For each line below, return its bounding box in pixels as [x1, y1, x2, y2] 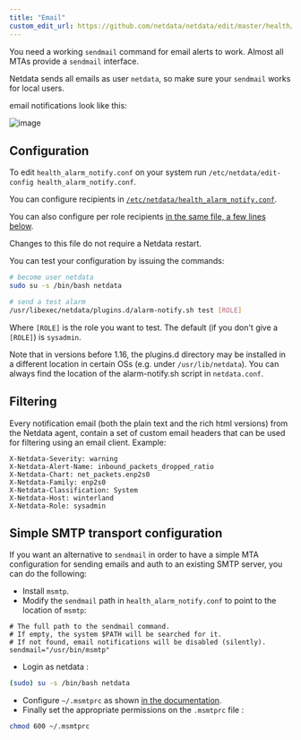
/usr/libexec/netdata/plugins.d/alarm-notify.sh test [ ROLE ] [9, 306, 243, 315]
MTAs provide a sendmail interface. [9, 56, 139, 66]
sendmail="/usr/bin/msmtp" [9, 646, 110, 655]
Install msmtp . [21, 586, 70, 596]
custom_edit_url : [9, 22, 74, 30]
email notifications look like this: [9, 100, 127, 110]
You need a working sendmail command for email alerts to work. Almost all [9, 46, 284, 57]
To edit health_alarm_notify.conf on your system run [9, 167, 208, 178]
